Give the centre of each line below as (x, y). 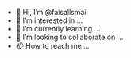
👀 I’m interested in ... (49, 20)
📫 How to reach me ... (52, 46)
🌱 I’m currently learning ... (58, 29)
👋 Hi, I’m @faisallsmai (51, 12)
